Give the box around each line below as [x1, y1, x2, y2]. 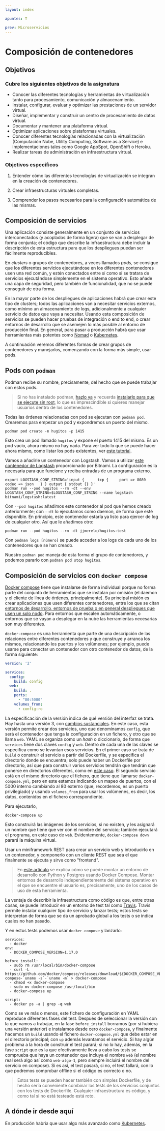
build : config [14, 679, 43, 684]
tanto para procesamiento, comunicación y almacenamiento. [12, 97, 135, 103]
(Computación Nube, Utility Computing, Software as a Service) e [12, 139, 143, 145]
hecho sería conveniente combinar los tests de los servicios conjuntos [17, 1082, 160, 1088]
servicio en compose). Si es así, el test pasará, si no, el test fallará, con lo [5, 1062, 154, 1068]
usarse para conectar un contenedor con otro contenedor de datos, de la [5, 646, 153, 652]
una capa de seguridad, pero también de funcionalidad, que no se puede [5, 281, 153, 287]
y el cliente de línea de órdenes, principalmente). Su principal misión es [5, 595, 150, 601]
